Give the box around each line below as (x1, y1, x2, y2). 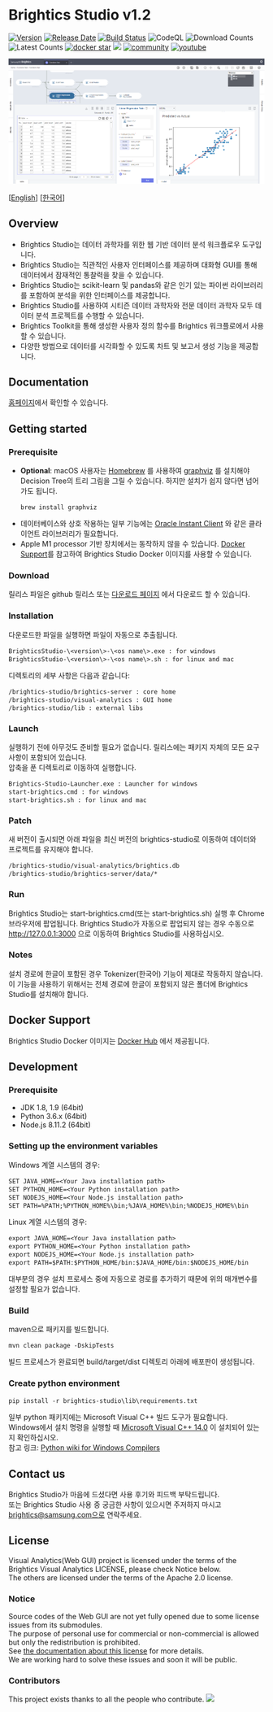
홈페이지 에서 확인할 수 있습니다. (8, 398, 109, 407)
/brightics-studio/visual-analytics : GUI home (8, 695, 173, 704)
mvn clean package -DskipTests (8, 1341, 115, 1349)
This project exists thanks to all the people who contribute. (8, 1694, 205, 1705)
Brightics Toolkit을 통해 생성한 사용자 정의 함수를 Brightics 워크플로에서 (19, 320, 249, 330)
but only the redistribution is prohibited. (8, 1637, 141, 1648)
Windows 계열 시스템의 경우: (8, 1160, 100, 1170)
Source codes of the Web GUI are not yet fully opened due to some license (8, 1612, 260, 1622)
